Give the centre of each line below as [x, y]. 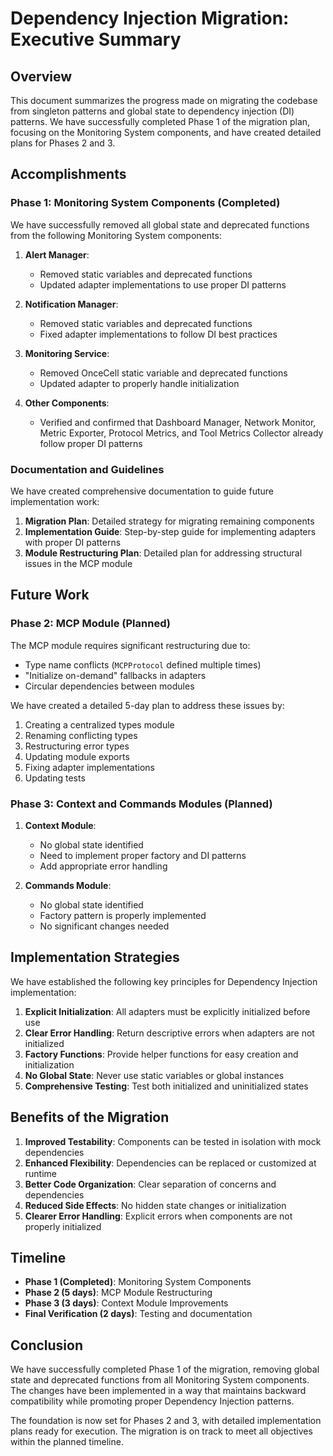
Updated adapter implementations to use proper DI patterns [163, 284]
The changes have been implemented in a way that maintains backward [158, 1391]
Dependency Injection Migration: [150, 18]
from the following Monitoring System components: [116, 235]
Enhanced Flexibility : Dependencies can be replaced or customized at [170, 1163]
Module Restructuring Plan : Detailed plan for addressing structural [163, 553]
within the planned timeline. [67, 1442]
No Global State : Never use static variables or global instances [154, 1075]
